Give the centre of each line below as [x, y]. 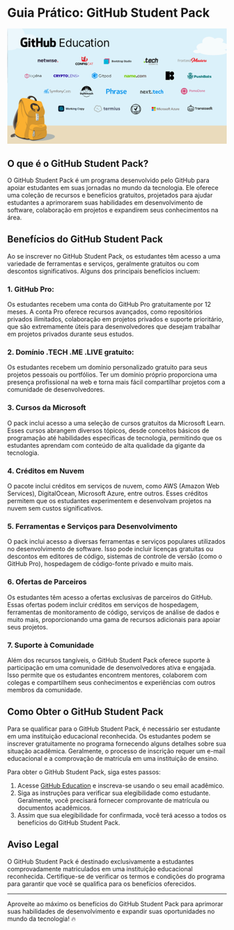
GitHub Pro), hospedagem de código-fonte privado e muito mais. [100, 564]
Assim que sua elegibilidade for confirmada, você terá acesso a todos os [122, 815]
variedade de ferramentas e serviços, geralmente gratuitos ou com [103, 263]
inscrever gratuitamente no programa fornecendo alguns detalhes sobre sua [117, 743]
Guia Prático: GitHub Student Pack [109, 13]
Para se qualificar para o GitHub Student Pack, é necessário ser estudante [114, 729]
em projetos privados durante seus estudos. [71, 334]
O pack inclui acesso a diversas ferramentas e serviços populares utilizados [116, 542]
